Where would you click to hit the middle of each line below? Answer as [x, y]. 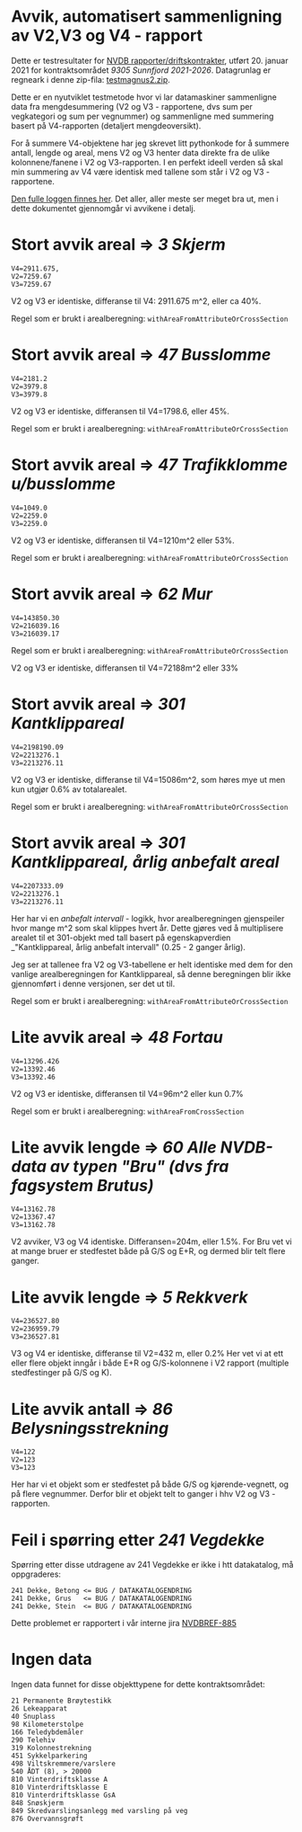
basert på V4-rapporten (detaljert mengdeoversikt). [106, 125]
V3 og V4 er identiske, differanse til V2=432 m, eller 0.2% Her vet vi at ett [147, 1354]
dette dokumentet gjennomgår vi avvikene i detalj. [104, 208]
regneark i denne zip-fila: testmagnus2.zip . [91, 79]
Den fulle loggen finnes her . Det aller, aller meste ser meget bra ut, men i [145, 199]
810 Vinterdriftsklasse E [59, 1788]
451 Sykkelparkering [50, 1756]
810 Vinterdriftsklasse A [59, 1780]
